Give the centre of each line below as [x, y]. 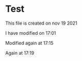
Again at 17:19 [20, 53]
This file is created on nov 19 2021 [41, 23]
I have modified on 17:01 [31, 33]
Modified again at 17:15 [29, 43]
